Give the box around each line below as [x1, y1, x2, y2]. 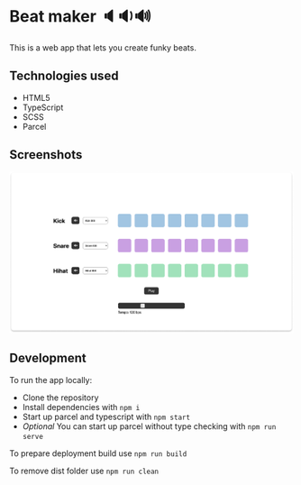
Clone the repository [22, 392, 99, 403]
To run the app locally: [9, 374, 93, 385]
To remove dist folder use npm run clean [9, 465, 160, 476]
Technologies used [9, 69, 119, 84]
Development [9, 351, 87, 366]
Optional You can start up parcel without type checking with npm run [22, 420, 277, 432]
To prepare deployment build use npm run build [9, 447, 187, 459]
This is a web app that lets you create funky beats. [9, 41, 196, 53]
